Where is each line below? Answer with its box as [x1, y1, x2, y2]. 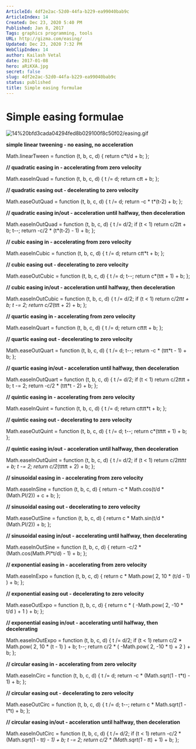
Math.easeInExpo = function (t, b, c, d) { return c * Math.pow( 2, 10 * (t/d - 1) [6, 572, 190, 579]
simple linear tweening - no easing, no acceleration [6, 141, 133, 148]
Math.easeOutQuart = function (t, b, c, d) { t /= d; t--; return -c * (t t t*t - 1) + [6, 347, 187, 354]
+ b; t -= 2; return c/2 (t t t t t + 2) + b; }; [6, 463, 95, 470]
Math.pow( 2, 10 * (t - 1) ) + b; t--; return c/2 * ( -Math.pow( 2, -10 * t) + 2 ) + [6, 643, 191, 650]
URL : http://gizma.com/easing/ [6, 36, 82, 42]
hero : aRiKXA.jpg [6, 63, 49, 69]
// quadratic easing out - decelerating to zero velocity [6, 186, 139, 194]
